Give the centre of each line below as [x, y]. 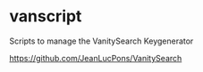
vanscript [46, 16]
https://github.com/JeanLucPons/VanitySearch [96, 58]
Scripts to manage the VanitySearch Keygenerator [101, 41]
